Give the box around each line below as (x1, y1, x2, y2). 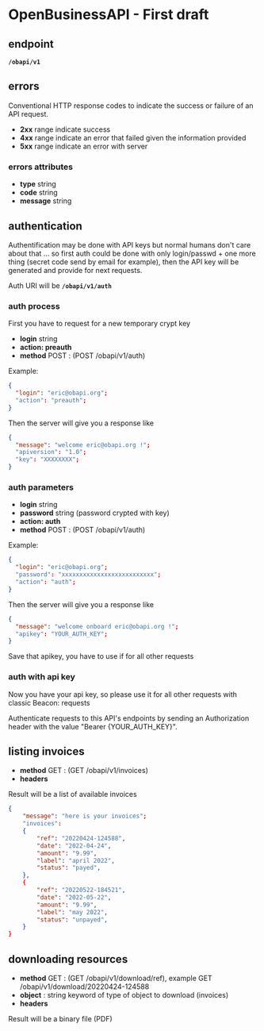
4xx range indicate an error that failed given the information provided (19, 133, 247, 142)
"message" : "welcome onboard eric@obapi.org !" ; (15, 622, 179, 630)
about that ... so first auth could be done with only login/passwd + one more (8, 248, 256, 258)
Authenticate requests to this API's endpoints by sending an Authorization (8, 713, 250, 723)
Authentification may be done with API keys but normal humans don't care (8, 240, 251, 249)
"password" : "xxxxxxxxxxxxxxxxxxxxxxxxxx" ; (15, 571, 161, 579)
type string (19, 179, 57, 189)
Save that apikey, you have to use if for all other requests (8, 652, 194, 661)
